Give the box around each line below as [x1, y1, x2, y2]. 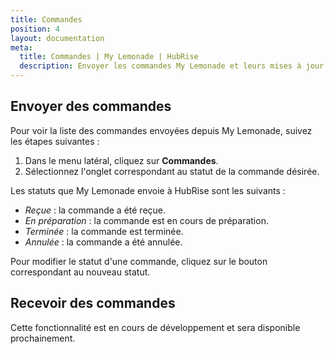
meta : [10, 42, 33, 53]
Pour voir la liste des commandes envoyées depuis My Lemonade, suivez [10, 124, 313, 136]
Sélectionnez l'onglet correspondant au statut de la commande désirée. [24, 165, 320, 177]
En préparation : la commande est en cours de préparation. [24, 214, 269, 226]
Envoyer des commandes [10, 98, 172, 115]
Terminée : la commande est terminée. [24, 225, 184, 237]
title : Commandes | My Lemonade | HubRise [19, 52, 199, 62]
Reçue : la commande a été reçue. [24, 204, 167, 216]
